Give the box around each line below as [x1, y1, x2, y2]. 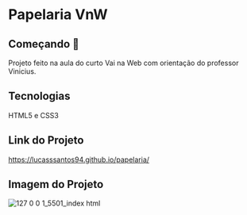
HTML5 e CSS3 [8, 110, 60, 120]
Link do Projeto [8, 133, 84, 148]
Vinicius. [8, 67, 37, 76]
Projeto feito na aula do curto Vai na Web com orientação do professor [8, 58, 239, 67]
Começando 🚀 [8, 37, 79, 51]
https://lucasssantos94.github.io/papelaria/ [8, 155, 149, 164]
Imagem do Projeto [8, 178, 104, 191]
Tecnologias [8, 90, 71, 103]
